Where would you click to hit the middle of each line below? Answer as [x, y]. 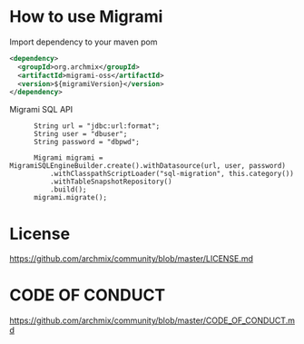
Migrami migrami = [68, 158]
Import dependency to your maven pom [83, 42]
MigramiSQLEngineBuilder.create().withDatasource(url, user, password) [147, 166]
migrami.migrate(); [70, 198]
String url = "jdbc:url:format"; [97, 126]
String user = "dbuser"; [80, 134]
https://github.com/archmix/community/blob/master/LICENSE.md [132, 259]
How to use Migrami [86, 17]
